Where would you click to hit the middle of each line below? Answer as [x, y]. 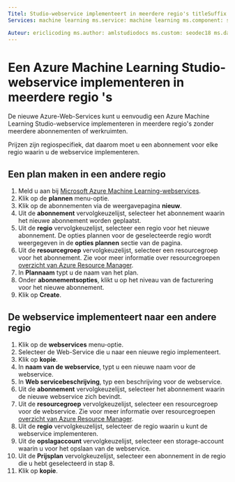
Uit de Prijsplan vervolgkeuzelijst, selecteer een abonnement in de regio [122, 455]
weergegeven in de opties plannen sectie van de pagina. [100, 243]
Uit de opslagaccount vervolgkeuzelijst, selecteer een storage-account [121, 441]
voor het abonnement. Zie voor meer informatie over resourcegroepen [119, 258]
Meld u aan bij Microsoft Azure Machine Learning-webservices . [109, 191]
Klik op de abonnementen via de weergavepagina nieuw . [100, 206]
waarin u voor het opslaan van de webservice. [84, 448]
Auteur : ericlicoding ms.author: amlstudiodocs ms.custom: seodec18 [109, 33]
